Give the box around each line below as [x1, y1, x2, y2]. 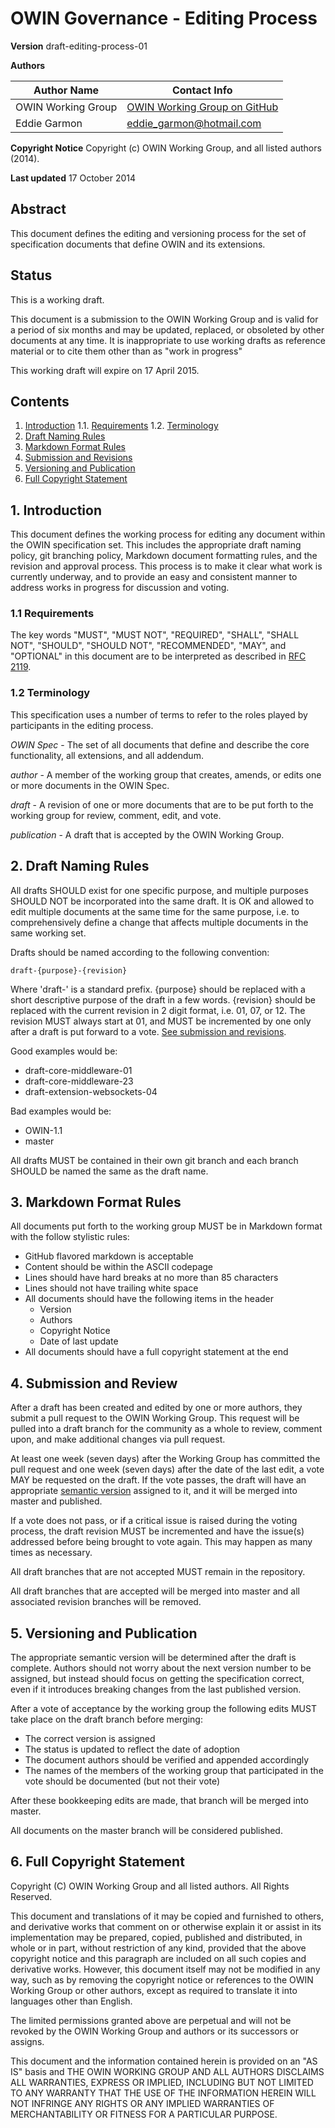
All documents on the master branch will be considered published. [10, 1825, 283, 1837]
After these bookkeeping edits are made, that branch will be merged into [10, 1795, 309, 1807]
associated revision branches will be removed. [10, 1596, 202, 1608]
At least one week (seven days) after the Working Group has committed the [10, 1453, 321, 1465]
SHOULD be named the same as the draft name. [10, 1165, 209, 1177]
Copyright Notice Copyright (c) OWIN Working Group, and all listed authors [10, 142, 322, 154]
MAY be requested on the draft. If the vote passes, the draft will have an [10, 1474, 307, 1486]
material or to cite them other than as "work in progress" [10, 345, 243, 357]
